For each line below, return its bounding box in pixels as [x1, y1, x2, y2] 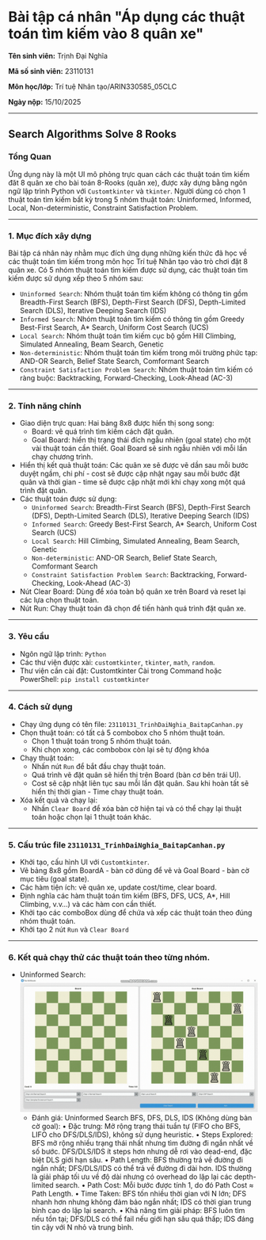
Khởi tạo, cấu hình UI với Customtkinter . [19, 857, 150, 867]
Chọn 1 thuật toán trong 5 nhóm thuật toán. [31, 736, 172, 745]
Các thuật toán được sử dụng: [19, 494, 117, 503]
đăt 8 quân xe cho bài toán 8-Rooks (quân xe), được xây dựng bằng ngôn [8, 178, 248, 187]
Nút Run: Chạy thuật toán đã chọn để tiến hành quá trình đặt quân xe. [19, 603, 246, 614]
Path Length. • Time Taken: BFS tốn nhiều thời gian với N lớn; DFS [31, 1189, 247, 1199]
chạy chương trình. [31, 452, 93, 461]
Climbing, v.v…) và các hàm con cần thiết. [19, 900, 157, 909]
